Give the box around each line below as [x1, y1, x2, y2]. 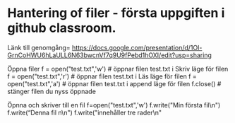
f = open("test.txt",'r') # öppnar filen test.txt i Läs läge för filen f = [7, 72, 198, 81]
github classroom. [7, 20, 116, 36]
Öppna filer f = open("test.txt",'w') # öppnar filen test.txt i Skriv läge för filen [7, 64, 229, 73]
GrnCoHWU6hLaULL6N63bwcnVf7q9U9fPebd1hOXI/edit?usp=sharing [7, 51, 212, 59]
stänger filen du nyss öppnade [7, 87, 97, 95]
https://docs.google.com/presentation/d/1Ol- [71, 43, 203, 52]
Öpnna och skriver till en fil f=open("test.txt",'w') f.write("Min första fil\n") [7, 100, 221, 109]
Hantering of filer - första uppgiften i [7, 5, 225, 21]
